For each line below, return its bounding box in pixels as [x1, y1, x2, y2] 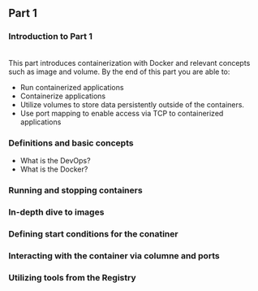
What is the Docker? [19, 164, 88, 174]
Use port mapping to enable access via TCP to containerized [19, 108, 224, 118]
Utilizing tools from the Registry [8, 271, 136, 283]
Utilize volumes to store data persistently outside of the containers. [19, 99, 245, 109]
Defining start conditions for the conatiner [8, 228, 178, 239]
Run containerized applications [19, 82, 124, 92]
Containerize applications [19, 91, 106, 101]
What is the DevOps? [19, 155, 91, 165]
